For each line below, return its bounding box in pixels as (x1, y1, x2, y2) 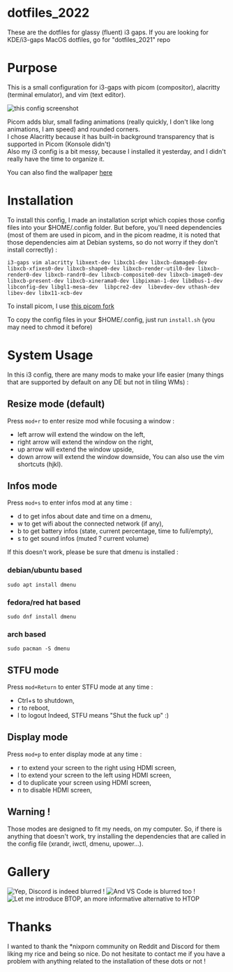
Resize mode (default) (7, 398, 105, 410)
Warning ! (7, 806, 51, 818)
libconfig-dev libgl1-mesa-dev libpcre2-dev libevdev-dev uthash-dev (7, 283, 220, 291)
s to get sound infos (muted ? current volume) (17, 535, 149, 543)
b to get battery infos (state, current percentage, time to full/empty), (17, 527, 213, 535)
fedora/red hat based (7, 597, 81, 607)
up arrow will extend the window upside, (17, 445, 134, 454)
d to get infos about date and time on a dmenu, (17, 512, 153, 521)
